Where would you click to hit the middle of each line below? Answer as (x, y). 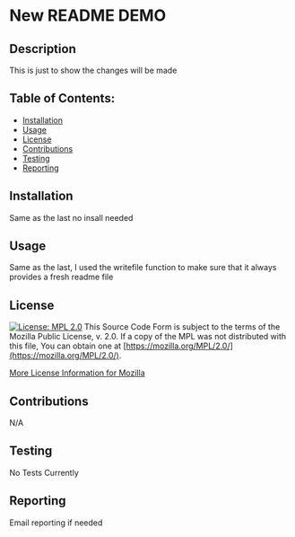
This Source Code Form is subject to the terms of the (182, 327)
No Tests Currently (44, 472)
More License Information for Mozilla (77, 373)
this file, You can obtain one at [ (68, 346)
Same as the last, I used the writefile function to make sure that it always (143, 268)
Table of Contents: (62, 98)
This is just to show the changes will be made (93, 70)
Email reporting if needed (56, 523)
